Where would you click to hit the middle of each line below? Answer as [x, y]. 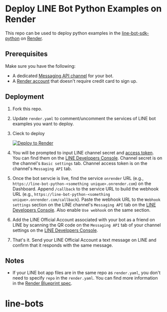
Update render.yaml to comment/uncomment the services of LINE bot [84, 118]
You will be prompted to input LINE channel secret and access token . [83, 153]
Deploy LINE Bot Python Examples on [83, 9]
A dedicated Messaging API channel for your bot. [63, 76]
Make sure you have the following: [40, 66]
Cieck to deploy [28, 133]
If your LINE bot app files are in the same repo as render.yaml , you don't [86, 273]
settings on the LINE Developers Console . [55, 230]
